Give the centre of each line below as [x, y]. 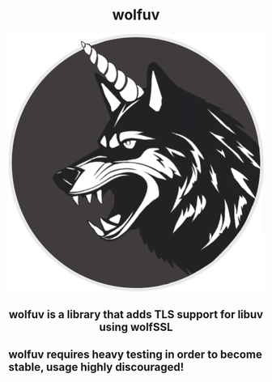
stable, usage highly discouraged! [96, 367]
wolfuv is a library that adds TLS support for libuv [136, 314]
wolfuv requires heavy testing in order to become [136, 355]
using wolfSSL [136, 327]
